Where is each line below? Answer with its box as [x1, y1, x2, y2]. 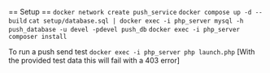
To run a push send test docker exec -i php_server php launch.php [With [8, 47, 255, 56]
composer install [8, 32, 67, 41]
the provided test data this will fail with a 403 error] [8, 56, 181, 65]
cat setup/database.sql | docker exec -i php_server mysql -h [28, 17, 244, 25]
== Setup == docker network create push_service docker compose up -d [8, 7, 252, 16]
